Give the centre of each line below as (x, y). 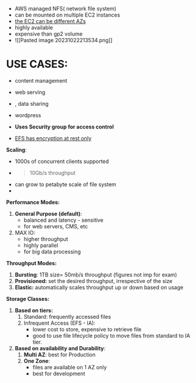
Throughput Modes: (31, 263)
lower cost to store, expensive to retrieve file (87, 329)
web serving (30, 92)
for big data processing (52, 252)
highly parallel (41, 245)
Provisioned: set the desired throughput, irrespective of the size (94, 281)
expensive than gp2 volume (49, 34)
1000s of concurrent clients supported (62, 161)
